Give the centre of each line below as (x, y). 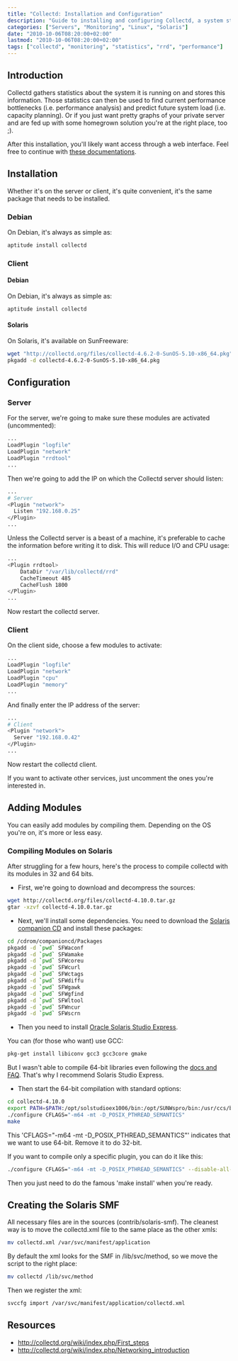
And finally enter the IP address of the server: (74, 705)
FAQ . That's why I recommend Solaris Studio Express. (86, 1075)
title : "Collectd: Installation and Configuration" (85, 14)
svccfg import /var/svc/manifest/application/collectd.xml (96, 1304)
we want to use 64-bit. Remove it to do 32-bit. (75, 1143)
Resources (32, 1325)
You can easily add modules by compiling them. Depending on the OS (109, 825)
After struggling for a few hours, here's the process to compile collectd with (118, 866)
